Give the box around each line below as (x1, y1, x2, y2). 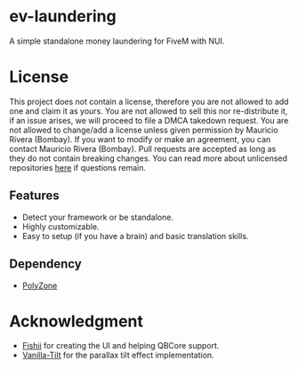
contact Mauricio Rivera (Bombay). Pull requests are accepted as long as (9, 143, 277, 154)
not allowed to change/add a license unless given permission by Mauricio (9, 124, 278, 135)
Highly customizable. (21, 221, 100, 232)
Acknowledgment (9, 311, 144, 331)
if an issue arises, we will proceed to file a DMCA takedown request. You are (9, 115, 289, 125)
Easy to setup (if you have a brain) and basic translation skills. (21, 230, 249, 241)
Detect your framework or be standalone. (21, 212, 173, 222)
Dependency (9, 256, 82, 272)
